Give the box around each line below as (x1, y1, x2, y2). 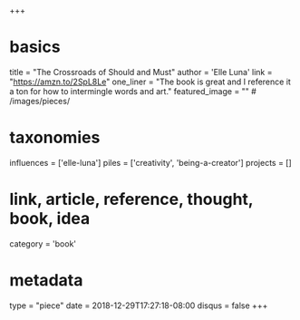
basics (9, 37, 61, 57)
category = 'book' (9, 238, 77, 249)
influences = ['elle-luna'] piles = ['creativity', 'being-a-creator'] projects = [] (9, 157, 292, 168)
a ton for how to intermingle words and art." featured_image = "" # (9, 85, 256, 96)
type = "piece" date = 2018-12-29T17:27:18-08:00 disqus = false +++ (9, 300, 268, 311)
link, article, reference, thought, (9, 189, 254, 209)
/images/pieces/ (9, 95, 71, 106)
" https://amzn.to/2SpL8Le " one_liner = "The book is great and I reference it (9, 76, 292, 87)
